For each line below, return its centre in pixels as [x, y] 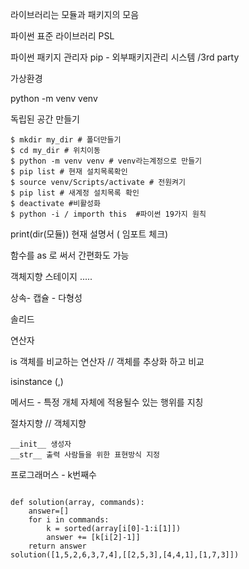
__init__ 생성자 [41, 444]
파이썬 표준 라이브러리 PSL [62, 36]
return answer [57, 546]
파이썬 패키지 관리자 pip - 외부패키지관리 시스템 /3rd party [125, 57]
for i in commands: [69, 520]
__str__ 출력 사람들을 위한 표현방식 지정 [85, 455]
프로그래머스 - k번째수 [53, 474]
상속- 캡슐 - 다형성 [46, 297]
